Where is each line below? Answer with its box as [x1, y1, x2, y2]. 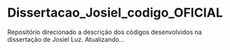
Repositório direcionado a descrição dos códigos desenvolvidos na [7, 28, 203, 36]
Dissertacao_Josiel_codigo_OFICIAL [7, 5, 224, 21]
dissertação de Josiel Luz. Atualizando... [7, 35, 125, 43]
